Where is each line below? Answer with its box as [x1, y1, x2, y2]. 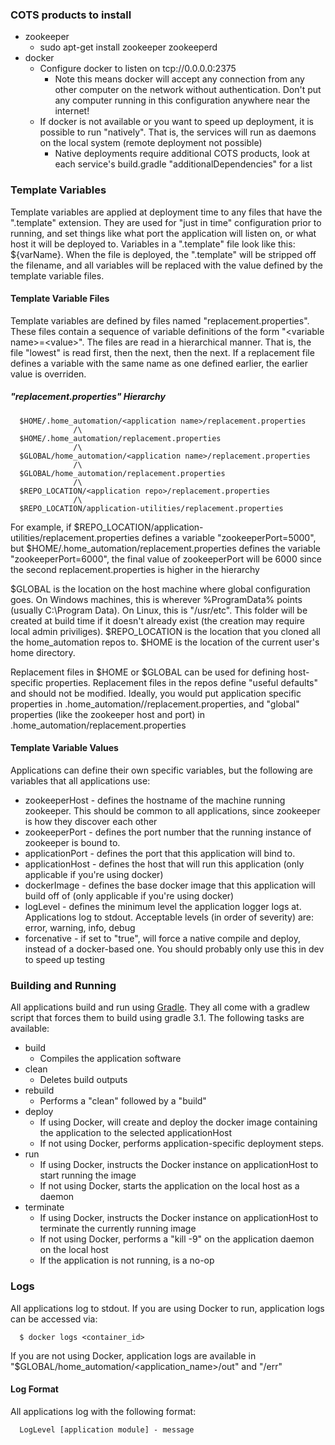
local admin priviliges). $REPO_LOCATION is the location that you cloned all [10, 625, 321, 637]
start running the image [39, 1169, 137, 1182]
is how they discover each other [24, 815, 158, 827]
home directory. [10, 646, 76, 658]
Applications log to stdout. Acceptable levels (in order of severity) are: [24, 911, 315, 923]
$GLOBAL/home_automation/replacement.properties [19, 468, 226, 478]
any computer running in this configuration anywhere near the [54, 94, 311, 107]
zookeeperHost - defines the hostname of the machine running [24, 794, 286, 806]
